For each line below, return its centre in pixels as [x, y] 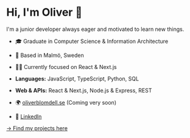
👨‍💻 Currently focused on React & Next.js [66, 67]
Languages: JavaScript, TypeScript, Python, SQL [77, 79]
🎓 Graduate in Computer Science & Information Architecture [92, 41]
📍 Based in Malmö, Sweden [49, 55]
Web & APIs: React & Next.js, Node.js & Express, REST [83, 90]
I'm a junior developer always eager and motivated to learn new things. [95, 29]
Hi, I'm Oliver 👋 [44, 12]
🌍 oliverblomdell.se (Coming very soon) [66, 102]
